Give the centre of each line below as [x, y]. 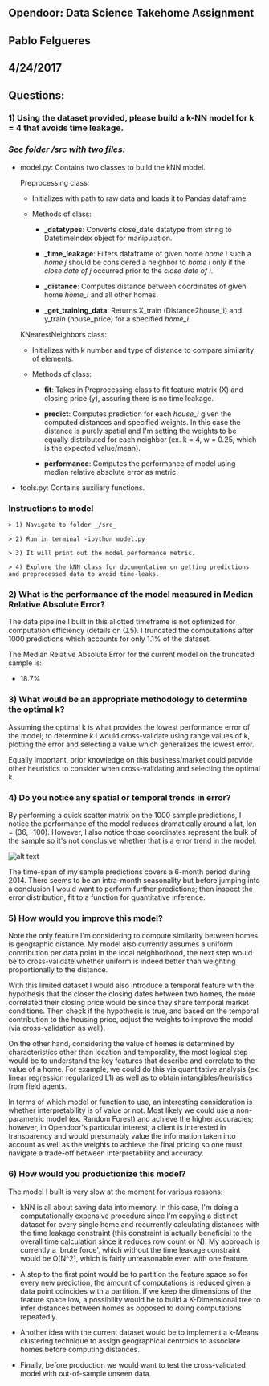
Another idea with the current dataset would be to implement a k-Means [139, 1332]
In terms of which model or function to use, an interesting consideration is [130, 1102]
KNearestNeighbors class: [63, 334]
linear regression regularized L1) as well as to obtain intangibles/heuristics [130, 1078]
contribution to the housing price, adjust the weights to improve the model [131, 1020]
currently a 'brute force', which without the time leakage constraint [130, 1249]
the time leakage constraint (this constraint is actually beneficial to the [136, 1233]
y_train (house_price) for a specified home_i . [117, 319]
